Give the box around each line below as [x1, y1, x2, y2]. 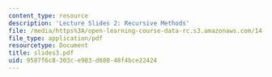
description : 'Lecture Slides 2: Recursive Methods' [8, 19, 190, 27]
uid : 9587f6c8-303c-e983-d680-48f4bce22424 [8, 57, 158, 65]
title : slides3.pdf [8, 49, 74, 57]
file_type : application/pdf [8, 34, 104, 43]
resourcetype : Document [8, 42, 89, 50]
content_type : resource [8, 11, 89, 20]
